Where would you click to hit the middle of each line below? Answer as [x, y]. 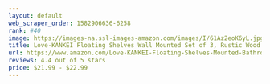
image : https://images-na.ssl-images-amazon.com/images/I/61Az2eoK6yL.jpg [136, 38]
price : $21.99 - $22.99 [48, 68]
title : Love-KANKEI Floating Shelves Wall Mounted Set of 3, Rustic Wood [135, 46]
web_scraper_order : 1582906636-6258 [70, 23]
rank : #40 [25, 30]
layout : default [35, 16]
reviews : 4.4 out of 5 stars [57, 61]
